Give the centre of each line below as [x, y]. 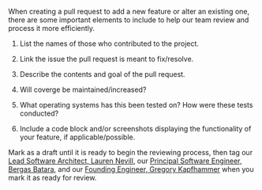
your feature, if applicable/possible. [77, 137]
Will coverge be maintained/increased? [83, 89]
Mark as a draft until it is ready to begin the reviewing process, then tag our [131, 152]
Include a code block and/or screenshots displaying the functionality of [135, 129]
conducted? [39, 113]
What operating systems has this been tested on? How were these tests [136, 105]
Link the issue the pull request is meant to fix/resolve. [107, 59]
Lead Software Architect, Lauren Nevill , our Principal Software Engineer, [125, 161]
